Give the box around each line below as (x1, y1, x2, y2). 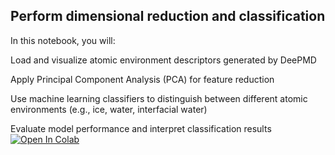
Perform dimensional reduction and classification (10, 8, 326, 25)
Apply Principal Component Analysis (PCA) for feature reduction (10, 73, 275, 85)
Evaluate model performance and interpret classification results (10, 122, 272, 134)
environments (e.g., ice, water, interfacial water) (10, 103, 208, 115)
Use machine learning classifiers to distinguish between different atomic (10, 92, 308, 104)
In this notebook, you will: (10, 34, 116, 46)
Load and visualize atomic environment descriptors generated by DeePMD (10, 54, 317, 66)
